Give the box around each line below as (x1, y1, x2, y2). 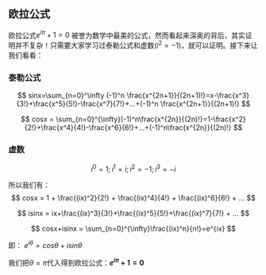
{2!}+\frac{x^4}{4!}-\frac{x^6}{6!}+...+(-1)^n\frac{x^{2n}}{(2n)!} (24, 123, 232, 132)
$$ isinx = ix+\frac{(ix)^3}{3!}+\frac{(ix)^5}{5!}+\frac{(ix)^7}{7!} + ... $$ (17, 208, 250, 218)
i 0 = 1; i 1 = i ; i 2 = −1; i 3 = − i (91, 162, 176, 174)
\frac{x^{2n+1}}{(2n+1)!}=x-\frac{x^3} (126, 90, 250, 101)
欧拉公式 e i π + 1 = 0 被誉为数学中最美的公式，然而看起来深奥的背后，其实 (8, 29, 246, 40)
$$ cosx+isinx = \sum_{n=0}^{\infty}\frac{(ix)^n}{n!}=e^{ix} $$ (30, 224, 237, 234)
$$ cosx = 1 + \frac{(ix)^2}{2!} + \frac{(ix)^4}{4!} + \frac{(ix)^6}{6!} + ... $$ (11, 193, 256, 203)
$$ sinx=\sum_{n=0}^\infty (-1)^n (17, 90, 125, 101)
